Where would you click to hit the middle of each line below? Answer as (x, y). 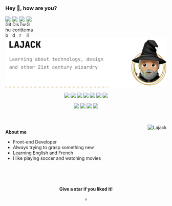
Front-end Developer (35, 142)
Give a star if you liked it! (86, 189)
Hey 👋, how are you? (31, 8)
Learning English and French (43, 153)
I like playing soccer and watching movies (57, 158)
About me (16, 132)
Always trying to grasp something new (53, 148)
